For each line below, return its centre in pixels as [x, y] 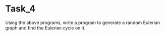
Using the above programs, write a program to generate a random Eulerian [83, 22]
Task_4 [20, 9]
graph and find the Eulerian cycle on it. [45, 27]
